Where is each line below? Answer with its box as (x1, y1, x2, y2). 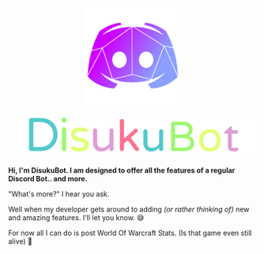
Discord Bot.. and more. (8, 174, 89, 184)
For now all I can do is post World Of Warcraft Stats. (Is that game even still (8, 228, 252, 238)
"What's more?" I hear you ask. (8, 189, 110, 199)
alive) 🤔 (8, 237, 33, 246)
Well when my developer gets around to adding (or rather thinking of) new (8, 204, 250, 215)
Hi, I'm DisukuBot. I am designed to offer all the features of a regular (8, 166, 236, 175)
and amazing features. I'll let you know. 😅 (8, 213, 145, 222)
